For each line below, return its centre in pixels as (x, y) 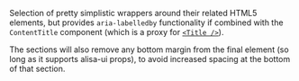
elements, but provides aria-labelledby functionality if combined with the (146, 22)
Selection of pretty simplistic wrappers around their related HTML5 (133, 13)
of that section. (37, 68)
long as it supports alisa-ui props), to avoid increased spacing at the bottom (150, 59)
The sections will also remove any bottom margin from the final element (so (149, 49)
